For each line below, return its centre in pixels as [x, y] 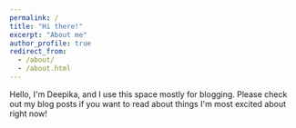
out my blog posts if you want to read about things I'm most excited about [148, 103]
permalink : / [34, 18]
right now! [29, 113]
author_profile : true [51, 43]
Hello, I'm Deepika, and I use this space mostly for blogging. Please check [148, 94]
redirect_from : [38, 52]
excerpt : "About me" [49, 34]
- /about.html [44, 69]
